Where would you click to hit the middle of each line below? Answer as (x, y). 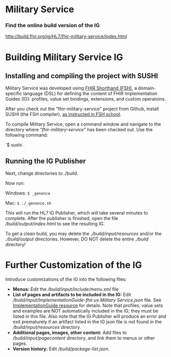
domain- (147, 88)
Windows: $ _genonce (28, 193)
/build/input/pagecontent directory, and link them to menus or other (84, 338)
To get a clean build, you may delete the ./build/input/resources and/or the (83, 234)
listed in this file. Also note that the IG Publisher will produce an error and (89, 316)
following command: (27, 135)
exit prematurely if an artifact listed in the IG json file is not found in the (87, 322)
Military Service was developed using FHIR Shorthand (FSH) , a (71, 88)
